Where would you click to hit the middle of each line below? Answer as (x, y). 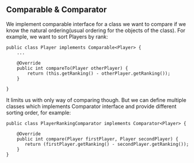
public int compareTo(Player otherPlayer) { (72, 68)
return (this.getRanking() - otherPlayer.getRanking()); (99, 73)
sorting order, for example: (38, 113)
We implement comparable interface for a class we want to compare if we (96, 24)
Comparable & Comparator (56, 10)
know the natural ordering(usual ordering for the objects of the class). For (96, 30)
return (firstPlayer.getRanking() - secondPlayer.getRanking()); (107, 144)
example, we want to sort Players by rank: (57, 36)
